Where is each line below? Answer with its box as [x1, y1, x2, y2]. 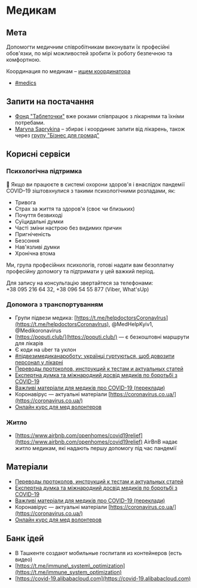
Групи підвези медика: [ [14, 314, 76, 321]
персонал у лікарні [14, 358, 64, 366]
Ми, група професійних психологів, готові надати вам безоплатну [6, 261, 174, 269]
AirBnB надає [144, 438, 178, 445]
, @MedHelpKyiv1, [108, 320, 153, 327]
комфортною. [6, 56, 41, 63]
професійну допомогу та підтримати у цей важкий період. [6, 267, 155, 275]
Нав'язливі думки [14, 243, 60, 251]
